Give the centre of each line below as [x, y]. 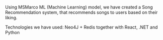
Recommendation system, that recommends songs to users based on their [81, 12]
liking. [11, 18]
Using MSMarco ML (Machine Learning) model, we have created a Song [79, 7]
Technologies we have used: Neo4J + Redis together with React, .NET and [81, 27]
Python [12, 32]
